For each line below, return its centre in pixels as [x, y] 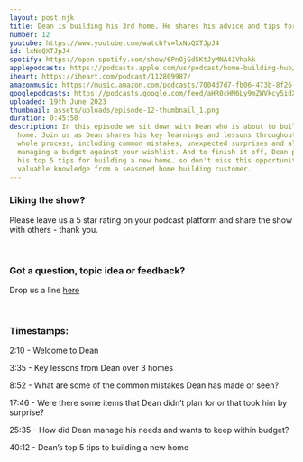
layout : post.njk [42, 18]
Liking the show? [47, 200]
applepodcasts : [38, 69]
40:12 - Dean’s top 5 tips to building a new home [99, 448]
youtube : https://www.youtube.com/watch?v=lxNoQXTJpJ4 [115, 43]
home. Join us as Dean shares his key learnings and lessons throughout [157, 135]
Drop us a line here [45, 290]
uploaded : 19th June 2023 [58, 102]
